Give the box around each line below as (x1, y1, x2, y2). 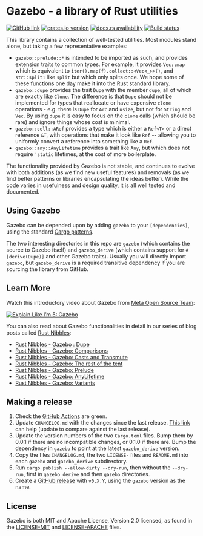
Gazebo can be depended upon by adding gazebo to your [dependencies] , (6, 221, 190, 229)
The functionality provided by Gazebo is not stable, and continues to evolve (6, 162, 195, 169)
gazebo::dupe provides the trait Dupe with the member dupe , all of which (15, 86, 192, 93)
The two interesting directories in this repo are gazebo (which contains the (6, 240, 190, 247)
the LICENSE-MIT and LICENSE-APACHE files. (6, 523, 122, 531)
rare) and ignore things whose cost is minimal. (15, 118, 131, 125)
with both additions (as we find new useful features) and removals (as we (6, 168, 190, 176)
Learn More (6, 283, 51, 293)
